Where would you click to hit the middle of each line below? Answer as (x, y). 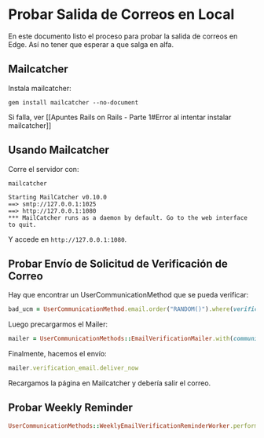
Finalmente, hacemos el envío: (58, 354)
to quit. (22, 224)
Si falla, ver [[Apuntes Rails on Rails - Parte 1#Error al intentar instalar (120, 117)
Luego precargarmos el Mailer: (58, 324)
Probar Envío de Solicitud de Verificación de (118, 263)
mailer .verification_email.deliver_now (73, 368)
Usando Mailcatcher (59, 150)
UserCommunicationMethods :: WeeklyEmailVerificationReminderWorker (119, 425)
